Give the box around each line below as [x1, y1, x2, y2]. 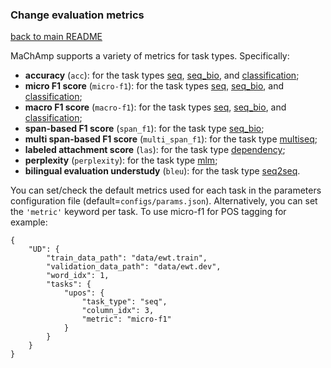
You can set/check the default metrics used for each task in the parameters [10, 184, 322, 197]
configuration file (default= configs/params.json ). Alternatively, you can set [10, 195, 318, 207]
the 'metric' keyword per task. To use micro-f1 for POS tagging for [10, 206, 287, 218]
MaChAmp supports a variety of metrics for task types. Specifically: [10, 50, 290, 62]
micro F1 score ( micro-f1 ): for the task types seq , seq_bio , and [24, 80, 284, 92]
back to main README [10, 31, 103, 43]
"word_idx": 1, [46, 271, 110, 281]
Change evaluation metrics [10, 8, 145, 22]
